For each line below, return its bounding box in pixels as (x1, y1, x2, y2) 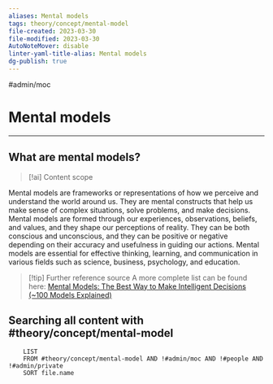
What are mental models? (8, 151, 141, 164)
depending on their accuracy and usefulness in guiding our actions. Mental (8, 239, 260, 249)
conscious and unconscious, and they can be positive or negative (8, 231, 228, 241)
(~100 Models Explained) (28, 290, 112, 299)
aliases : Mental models (8, 11, 89, 20)
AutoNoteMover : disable (8, 42, 89, 50)
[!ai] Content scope (28, 172, 93, 181)
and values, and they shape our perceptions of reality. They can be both (8, 222, 250, 232)
